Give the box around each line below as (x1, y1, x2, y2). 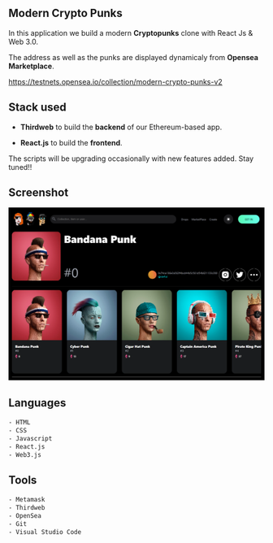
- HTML (8, 419, 31, 427)
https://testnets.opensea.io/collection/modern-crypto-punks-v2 (8, 76, 223, 86)
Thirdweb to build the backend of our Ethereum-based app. (19, 122, 223, 132)
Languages (8, 396, 67, 410)
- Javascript (8, 435, 53, 443)
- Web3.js (8, 451, 42, 459)
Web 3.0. (8, 37, 39, 46)
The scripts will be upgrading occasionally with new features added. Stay (8, 154, 254, 163)
